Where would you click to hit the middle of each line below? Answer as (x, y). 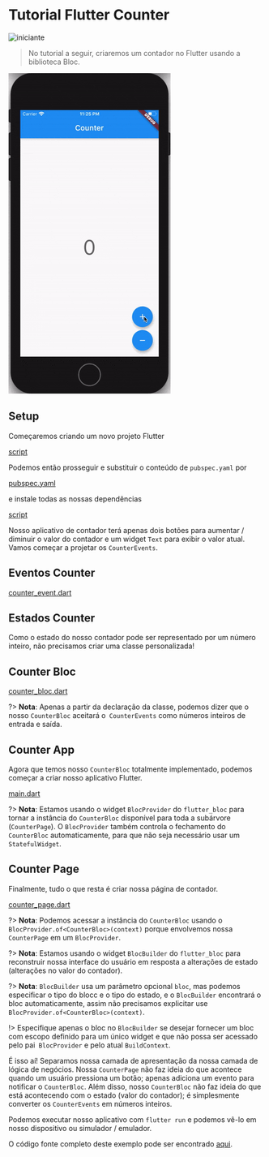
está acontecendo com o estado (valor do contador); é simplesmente (124, 1095)
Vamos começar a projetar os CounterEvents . (83, 547)
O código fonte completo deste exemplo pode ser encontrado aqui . (121, 1144)
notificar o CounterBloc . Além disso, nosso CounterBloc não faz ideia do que (135, 1086)
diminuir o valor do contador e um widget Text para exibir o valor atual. (127, 539)
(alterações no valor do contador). (66, 970)
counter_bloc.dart (38, 691)
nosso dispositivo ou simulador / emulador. (80, 1128)
